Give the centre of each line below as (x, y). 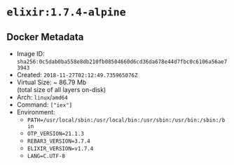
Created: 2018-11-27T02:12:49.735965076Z (77, 75)
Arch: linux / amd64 (42, 97)
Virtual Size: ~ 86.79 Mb (51, 82)
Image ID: (30, 54)
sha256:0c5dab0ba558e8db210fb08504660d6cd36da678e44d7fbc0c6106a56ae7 (122, 62)
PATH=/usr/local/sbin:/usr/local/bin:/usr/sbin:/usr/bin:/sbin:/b (126, 120)
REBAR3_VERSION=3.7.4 (58, 141)
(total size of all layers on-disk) (61, 90)
